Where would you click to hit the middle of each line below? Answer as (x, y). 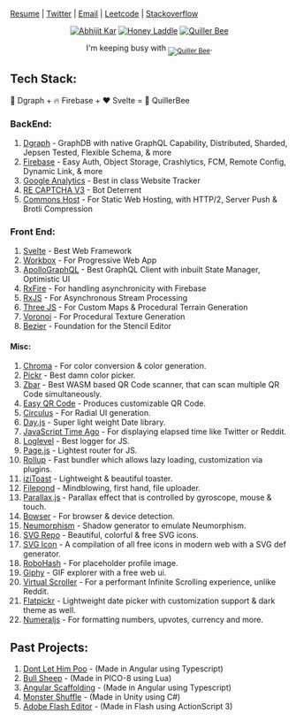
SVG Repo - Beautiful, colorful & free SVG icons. (110, 535)
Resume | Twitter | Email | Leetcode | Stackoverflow (104, 14)
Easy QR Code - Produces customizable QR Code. (114, 403)
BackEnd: (31, 124)
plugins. (37, 470)
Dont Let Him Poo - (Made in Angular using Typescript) (123, 669)
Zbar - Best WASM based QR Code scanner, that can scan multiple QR (151, 385)
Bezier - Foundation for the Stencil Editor (97, 326)
